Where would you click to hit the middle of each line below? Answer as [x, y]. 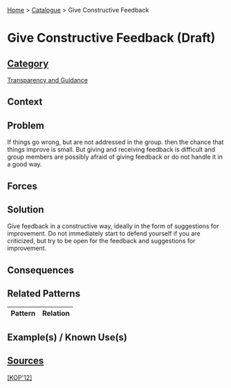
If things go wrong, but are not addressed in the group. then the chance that [115, 142]
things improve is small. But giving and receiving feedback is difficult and [111, 150]
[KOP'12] [20, 378]
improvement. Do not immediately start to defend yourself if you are [104, 233]
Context [25, 102]
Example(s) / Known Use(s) [67, 337]
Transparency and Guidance [48, 80]
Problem [26, 125]
